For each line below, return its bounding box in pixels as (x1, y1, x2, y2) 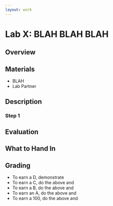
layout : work (5, 7, 32, 12)
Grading (5, 161, 31, 169)
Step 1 (5, 112, 20, 119)
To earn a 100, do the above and (12, 195, 78, 201)
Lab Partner (12, 83, 37, 89)
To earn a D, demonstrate (12, 174, 64, 180)
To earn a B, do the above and (12, 185, 74, 191)
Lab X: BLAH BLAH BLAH (5, 28, 109, 40)
